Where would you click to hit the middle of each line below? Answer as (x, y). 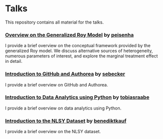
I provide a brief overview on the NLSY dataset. (53, 132)
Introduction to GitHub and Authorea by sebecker (65, 74)
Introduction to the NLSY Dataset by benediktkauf (66, 121)
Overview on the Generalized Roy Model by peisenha (69, 35)
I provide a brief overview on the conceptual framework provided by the (78, 46)
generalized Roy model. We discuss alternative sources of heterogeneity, (79, 51)
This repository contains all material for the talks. (54, 22)
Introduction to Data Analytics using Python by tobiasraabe (77, 97)
